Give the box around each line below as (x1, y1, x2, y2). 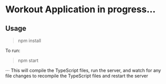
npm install (17, 37, 42, 44)
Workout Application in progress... (5, 4, 156, 15)
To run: (5, 48, 20, 53)
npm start (17, 57, 38, 64)
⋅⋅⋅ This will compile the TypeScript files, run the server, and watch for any (5, 68, 161, 73)
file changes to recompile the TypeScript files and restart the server (5, 73, 149, 79)
